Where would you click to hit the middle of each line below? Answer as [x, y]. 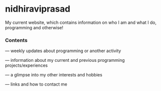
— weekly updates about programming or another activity [63, 51]
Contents [16, 40]
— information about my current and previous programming [65, 60]
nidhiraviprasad [38, 9]
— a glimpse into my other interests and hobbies [54, 75]
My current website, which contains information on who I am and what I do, [81, 22]
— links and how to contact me [36, 84]
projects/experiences [26, 65]
